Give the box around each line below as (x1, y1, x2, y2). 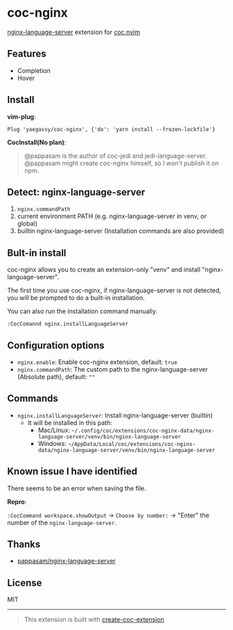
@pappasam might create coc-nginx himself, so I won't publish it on (24, 158, 219, 167)
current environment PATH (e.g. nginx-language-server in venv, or (17, 212, 207, 220)
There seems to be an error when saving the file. (7, 484, 147, 492)
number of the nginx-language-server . (7, 518, 116, 527)
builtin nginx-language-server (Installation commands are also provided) (17, 227, 225, 235)
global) (17, 219, 38, 228)
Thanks (7, 538, 41, 550)
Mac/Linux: (37, 426, 71, 434)
